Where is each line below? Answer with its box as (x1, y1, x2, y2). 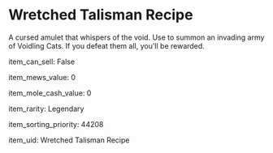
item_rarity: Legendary (8, 104, 84, 113)
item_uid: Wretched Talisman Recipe (8, 135, 130, 145)
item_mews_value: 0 (8, 72, 76, 82)
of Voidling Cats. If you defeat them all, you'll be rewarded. (8, 40, 205, 50)
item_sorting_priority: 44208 (8, 119, 104, 129)
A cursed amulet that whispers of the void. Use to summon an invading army (8, 32, 265, 42)
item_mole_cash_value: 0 (8, 87, 92, 98)
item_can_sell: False (8, 57, 76, 66)
